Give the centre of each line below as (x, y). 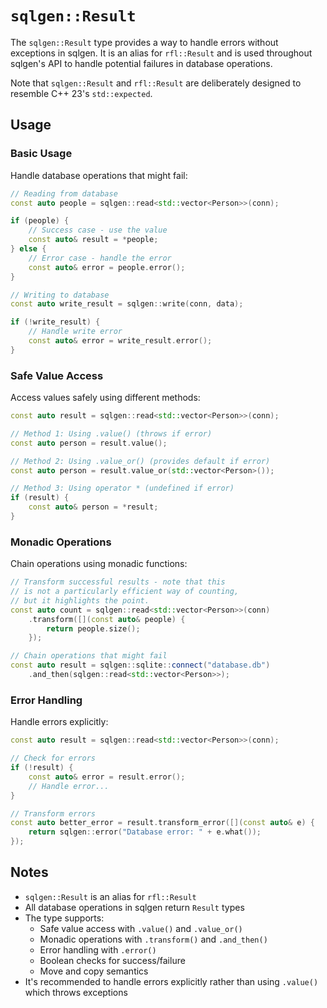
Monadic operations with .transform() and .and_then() (153, 939)
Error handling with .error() (98, 949)
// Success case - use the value (98, 230)
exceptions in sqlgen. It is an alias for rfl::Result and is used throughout (161, 53)
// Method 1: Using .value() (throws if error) (111, 433)
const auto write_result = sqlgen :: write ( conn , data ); (127, 304)
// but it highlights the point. (80, 600)
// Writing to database (60, 295)
